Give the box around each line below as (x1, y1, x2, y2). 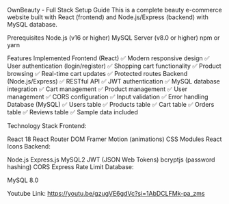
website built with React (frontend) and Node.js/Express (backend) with (7, 13, 208, 21)
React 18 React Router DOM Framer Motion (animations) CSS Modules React (7, 135, 222, 143)
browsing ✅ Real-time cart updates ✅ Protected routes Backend (7, 70, 188, 77)
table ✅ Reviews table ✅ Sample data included (7, 108, 139, 116)
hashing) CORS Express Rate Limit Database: (7, 163, 134, 170)
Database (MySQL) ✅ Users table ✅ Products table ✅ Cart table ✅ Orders (7, 101, 215, 108)
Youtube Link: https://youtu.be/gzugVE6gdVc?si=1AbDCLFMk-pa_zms (7, 190, 205, 197)
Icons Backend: (7, 142, 51, 150)
